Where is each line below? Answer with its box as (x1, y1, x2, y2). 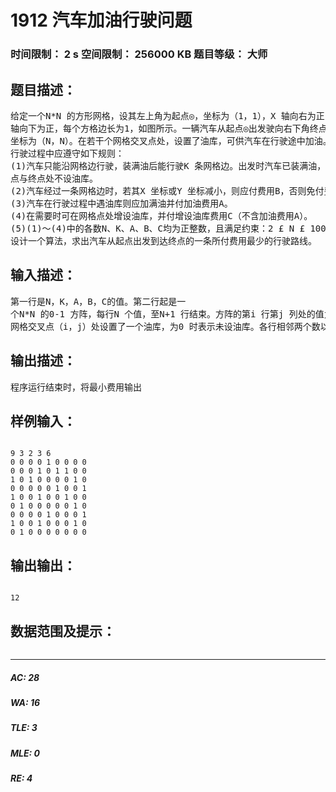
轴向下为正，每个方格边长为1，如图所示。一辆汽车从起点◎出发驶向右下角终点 (10, 122, 328, 134)
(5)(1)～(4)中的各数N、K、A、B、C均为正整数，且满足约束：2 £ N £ (10, 222, 306, 234)
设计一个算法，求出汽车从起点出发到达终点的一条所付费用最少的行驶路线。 (10, 235, 317, 246)
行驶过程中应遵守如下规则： (10, 147, 125, 159)
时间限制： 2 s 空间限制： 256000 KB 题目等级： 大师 (10, 47, 268, 61)
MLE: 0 (10, 747, 40, 759)
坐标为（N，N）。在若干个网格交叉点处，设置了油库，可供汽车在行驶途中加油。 (10, 135, 332, 146)
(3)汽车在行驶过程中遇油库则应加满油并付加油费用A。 (10, 197, 233, 209)
